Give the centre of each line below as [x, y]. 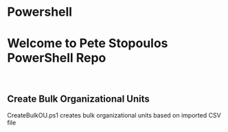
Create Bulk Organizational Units [78, 99]
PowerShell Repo [57, 58]
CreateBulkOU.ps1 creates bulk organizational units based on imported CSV [114, 115]
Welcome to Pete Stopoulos [88, 44]
